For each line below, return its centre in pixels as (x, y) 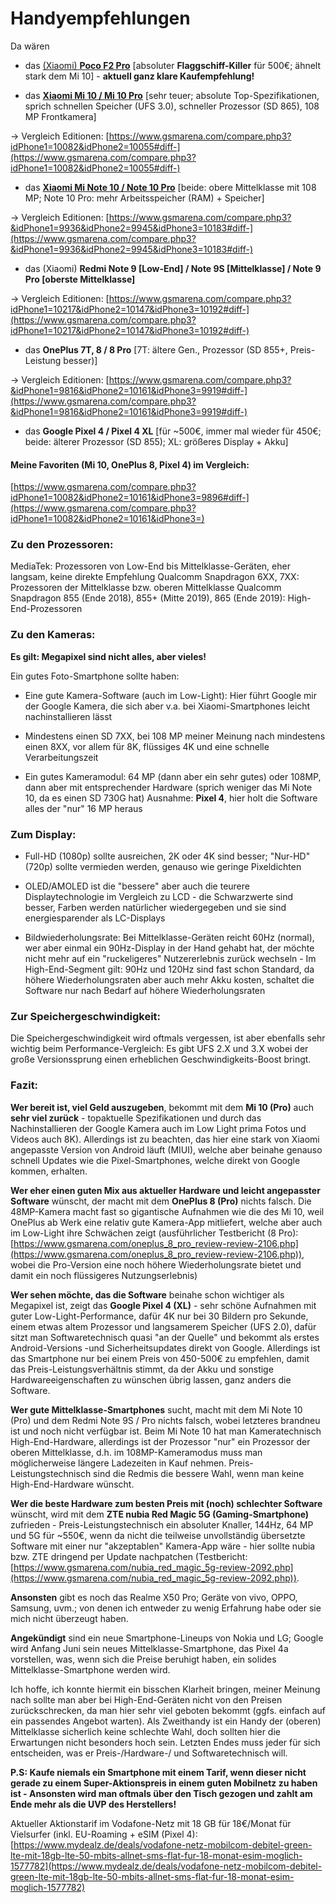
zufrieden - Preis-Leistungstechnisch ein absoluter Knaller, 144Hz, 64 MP (162, 1524)
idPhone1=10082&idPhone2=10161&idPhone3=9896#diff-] (130, 498)
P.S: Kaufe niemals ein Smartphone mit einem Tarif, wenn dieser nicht (158, 1772)
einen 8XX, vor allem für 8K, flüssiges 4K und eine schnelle (147, 746)
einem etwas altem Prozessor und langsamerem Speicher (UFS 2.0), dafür (163, 1326)
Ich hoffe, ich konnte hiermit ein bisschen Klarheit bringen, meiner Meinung (165, 1689)
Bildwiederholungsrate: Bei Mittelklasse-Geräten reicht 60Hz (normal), (169, 938)
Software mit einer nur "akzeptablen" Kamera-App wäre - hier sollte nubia (163, 1546)
